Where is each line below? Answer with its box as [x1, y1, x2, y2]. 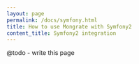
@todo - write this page [6, 49, 75, 57]
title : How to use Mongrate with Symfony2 [6, 23, 132, 30]
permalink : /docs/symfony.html [6, 17, 98, 24]
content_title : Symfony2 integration [6, 29, 117, 37]
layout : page [6, 10, 45, 17]
